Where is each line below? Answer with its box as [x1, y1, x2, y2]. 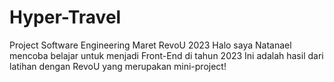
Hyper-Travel [9, 6, 122, 29]
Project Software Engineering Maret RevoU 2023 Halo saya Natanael [9, 39, 292, 51]
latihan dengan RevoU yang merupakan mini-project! [9, 60, 227, 72]
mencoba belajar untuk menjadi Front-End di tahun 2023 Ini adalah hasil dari [9, 49, 324, 61]
